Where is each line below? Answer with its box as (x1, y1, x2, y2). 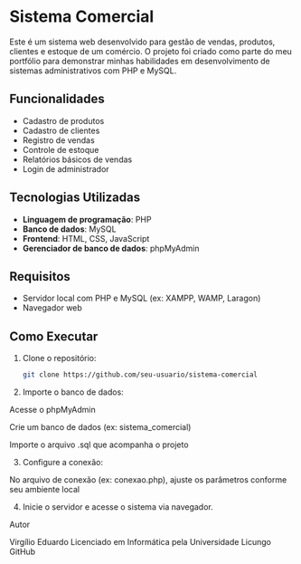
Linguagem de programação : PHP (22, 214, 152, 225)
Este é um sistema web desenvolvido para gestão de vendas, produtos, (9, 36, 276, 47)
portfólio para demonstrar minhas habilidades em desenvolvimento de (9, 55, 270, 66)
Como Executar (9, 329, 99, 344)
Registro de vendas (22, 134, 95, 146)
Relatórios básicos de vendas (22, 154, 133, 165)
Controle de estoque (22, 144, 99, 155)
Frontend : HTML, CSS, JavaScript (22, 233, 150, 244)
